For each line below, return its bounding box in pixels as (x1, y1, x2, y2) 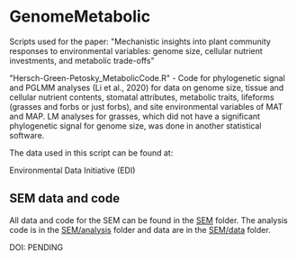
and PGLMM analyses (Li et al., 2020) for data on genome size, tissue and (9, 82, 284, 93)
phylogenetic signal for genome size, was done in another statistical (9, 120, 262, 131)
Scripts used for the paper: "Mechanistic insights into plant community (9, 36, 272, 47)
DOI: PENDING (9, 241, 64, 253)
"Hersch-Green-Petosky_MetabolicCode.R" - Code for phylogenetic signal (9, 72, 285, 83)
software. (9, 130, 45, 140)
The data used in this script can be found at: (9, 147, 174, 158)
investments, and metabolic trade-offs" (9, 55, 155, 66)
